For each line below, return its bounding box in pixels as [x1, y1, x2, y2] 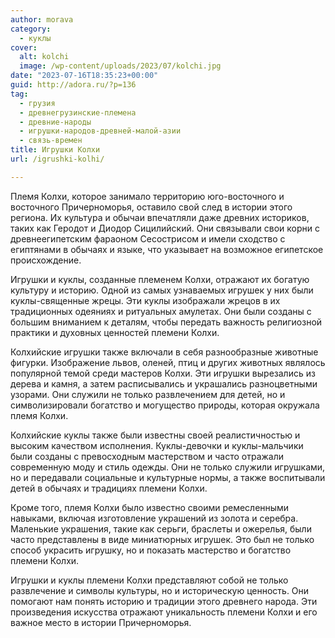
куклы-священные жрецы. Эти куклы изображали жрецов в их [10, 294, 281, 306]
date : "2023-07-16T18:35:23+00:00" [10, 71, 159, 81]
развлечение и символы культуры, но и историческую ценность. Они [10, 584, 310, 596]
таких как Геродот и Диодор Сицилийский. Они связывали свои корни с [10, 222, 320, 234]
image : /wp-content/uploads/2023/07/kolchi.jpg [19, 61, 222, 71]
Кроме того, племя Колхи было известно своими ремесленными [10, 501, 290, 513]
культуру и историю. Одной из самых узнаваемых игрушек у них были [10, 284, 314, 296]
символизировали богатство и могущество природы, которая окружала [10, 399, 320, 411]
